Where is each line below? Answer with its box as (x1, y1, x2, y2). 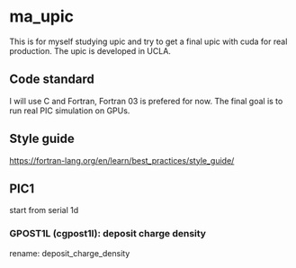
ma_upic (9, 6, 75, 27)
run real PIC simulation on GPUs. (9, 105, 130, 116)
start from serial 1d (9, 205, 79, 216)
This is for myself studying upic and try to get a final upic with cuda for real (9, 36, 288, 47)
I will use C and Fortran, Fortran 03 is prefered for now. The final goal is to (9, 95, 283, 106)
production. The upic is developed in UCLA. (9, 45, 171, 56)
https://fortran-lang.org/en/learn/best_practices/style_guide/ (9, 155, 235, 165)
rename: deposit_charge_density (9, 247, 130, 258)
